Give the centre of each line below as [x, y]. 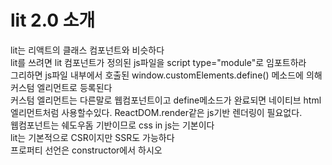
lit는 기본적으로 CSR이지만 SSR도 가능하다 [92, 137]
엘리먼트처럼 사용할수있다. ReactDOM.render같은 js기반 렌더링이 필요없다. [156, 112]
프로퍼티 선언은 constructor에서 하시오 [86, 150]
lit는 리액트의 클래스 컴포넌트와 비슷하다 [87, 50]
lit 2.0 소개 [53, 20]
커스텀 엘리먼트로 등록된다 [61, 87]
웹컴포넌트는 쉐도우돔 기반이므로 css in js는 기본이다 [112, 125]
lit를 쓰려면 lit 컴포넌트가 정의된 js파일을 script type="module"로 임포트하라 [158, 62]
